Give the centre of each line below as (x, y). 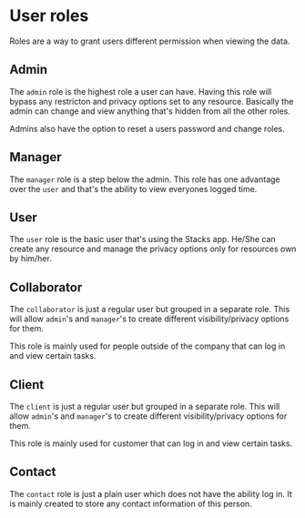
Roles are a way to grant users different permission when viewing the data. (150, 41)
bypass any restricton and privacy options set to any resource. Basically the (152, 101)
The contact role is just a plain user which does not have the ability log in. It (151, 493)
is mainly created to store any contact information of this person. (131, 503)
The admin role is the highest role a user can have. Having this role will (141, 91)
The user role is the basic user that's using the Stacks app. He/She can (142, 239)
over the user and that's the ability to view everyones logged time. (133, 188)
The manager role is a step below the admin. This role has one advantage (145, 179)
